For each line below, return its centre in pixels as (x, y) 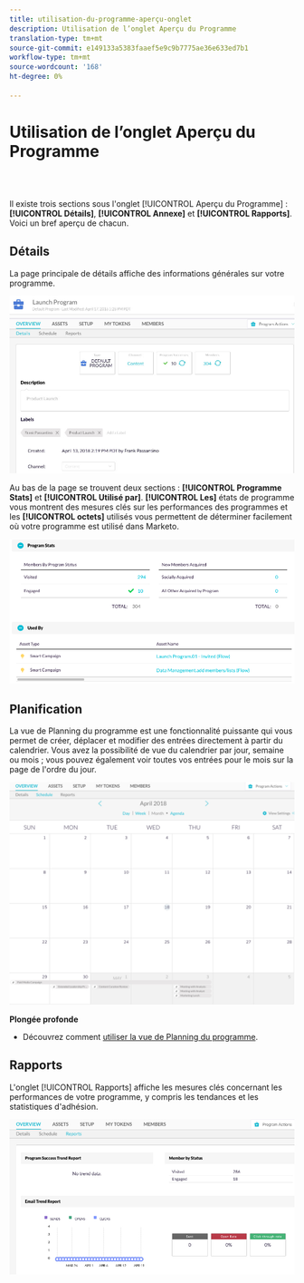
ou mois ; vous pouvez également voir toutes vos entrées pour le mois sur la (152, 759)
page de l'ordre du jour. (53, 769)
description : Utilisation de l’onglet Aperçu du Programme (123, 29)
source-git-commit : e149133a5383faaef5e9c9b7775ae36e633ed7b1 (129, 48)
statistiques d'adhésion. (54, 1106)
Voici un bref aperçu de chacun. (69, 223)
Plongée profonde (44, 1019)
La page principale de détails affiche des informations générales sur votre (147, 273)
